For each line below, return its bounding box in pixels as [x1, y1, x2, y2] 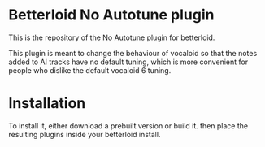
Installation [8, 94, 86, 113]
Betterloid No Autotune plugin [8, 6, 215, 24]
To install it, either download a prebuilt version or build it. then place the [8, 120, 249, 131]
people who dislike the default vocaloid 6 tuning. [8, 65, 172, 75]
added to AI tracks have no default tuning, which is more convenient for [8, 57, 249, 67]
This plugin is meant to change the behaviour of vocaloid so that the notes [8, 48, 258, 58]
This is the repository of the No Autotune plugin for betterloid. [8, 32, 215, 42]
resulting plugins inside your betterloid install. [8, 129, 161, 139]
